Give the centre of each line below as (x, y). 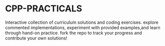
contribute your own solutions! (36, 38)
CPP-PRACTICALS (44, 9)
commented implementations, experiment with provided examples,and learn (83, 27)
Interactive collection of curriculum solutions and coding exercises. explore (82, 22)
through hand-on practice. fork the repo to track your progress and (74, 33)
